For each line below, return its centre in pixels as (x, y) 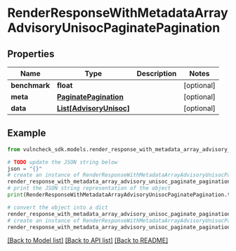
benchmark (31, 85)
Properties (31, 54)
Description (157, 73)
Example (27, 133)
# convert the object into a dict (58, 207)
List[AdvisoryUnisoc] (93, 108)
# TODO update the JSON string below (63, 162)
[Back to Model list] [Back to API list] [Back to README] (88, 240)
